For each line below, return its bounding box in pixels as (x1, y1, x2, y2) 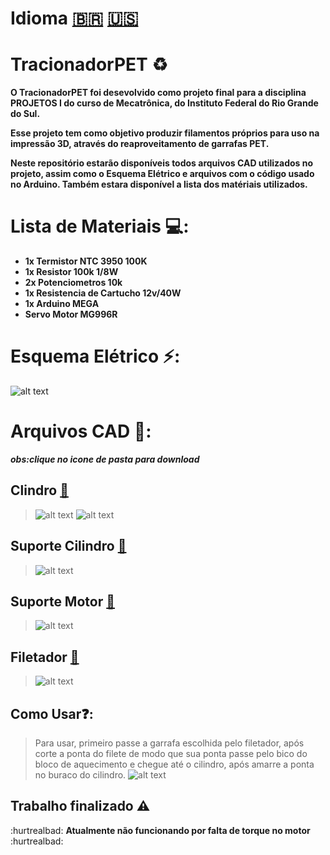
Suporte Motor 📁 (10, 593, 115, 610)
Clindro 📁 (10, 482, 69, 499)
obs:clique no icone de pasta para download (10, 453, 200, 465)
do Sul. (10, 108, 41, 120)
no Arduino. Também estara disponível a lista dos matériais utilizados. (10, 178, 308, 191)
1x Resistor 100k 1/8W (24, 266, 119, 278)
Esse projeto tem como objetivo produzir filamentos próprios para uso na (10, 127, 320, 139)
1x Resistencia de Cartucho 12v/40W (24, 287, 182, 299)
